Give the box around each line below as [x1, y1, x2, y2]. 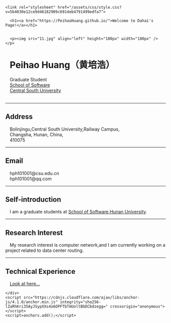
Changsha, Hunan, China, [10, 131, 64, 138]
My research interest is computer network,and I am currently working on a [10, 242, 165, 248]
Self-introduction [5, 195, 62, 204]
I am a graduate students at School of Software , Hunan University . [10, 209, 148, 215]
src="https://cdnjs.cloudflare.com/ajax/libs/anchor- [23, 295, 140, 300]
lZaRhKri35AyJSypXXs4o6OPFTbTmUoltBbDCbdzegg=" [5, 304, 108, 309]
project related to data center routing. [5, 247, 84, 253]
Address [5, 113, 33, 121]
